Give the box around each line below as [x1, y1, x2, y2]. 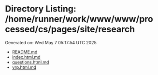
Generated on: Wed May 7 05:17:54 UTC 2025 [5, 39, 97, 45]
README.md [12, 49, 38, 55]
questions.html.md [12, 59, 49, 65]
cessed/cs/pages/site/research [5, 24, 135, 35]
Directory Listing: [5, 3, 76, 14]
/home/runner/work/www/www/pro [5, 13, 153, 25]
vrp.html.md [12, 64, 37, 70]
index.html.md [12, 54, 41, 60]
